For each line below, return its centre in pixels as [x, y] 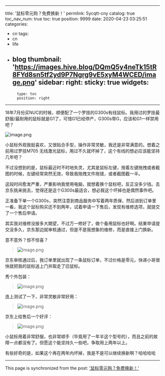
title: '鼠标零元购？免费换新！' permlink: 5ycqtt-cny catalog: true [70, 13]
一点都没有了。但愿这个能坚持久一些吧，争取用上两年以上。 [69, 343]
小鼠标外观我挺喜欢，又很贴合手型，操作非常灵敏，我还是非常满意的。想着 [80, 145]
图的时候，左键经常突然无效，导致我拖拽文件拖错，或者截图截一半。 [74, 174]
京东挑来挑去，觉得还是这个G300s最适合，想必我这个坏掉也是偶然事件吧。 [81, 190]
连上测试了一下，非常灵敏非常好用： [42, 296]
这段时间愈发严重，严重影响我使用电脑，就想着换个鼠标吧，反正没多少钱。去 [82, 184]
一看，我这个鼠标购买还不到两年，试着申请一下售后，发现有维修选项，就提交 [82, 206]
